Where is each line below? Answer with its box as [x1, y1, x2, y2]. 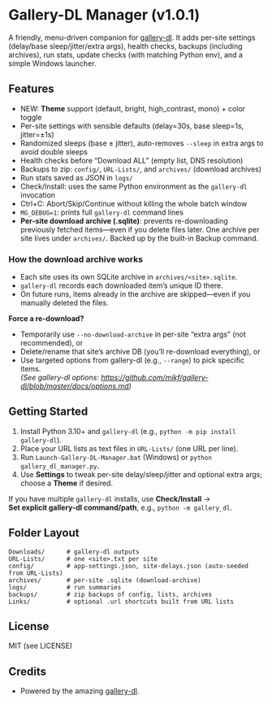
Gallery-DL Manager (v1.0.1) [8, 6, 201, 24]
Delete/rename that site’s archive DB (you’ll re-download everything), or [19, 347, 261, 357]
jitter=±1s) [19, 129, 54, 139]
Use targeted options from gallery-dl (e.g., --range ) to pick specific [19, 355, 245, 365]
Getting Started [8, 405, 89, 419]
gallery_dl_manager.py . [19, 461, 100, 471]
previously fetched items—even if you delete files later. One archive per [19, 224, 260, 234]
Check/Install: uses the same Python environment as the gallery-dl [19, 181, 248, 191]
